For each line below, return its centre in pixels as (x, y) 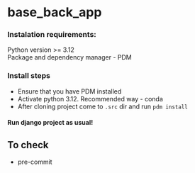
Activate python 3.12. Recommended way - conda (90, 99)
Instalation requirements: (52, 35)
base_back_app (55, 12)
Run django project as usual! (50, 123)
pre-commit (35, 162)
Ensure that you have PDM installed (69, 91)
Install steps (29, 76)
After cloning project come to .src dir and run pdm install (102, 106)
